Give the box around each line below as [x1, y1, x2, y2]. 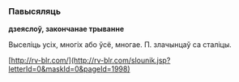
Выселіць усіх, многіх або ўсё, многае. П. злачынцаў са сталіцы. [8, 40, 233, 50]
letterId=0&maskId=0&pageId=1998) [8, 64, 131, 74]
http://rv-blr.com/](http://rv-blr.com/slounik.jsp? [11, 55, 171, 66]
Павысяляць [8, 6, 62, 17]
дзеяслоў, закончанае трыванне [8, 24, 124, 34]
